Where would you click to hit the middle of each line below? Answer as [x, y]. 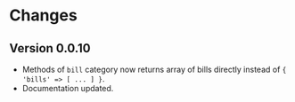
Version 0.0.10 [50, 48]
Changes [43, 16]
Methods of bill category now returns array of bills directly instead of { [154, 69]
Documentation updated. [68, 88]
